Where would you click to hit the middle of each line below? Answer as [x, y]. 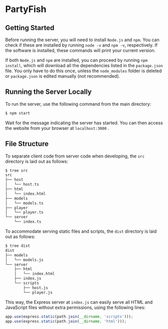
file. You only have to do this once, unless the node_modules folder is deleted [83, 71]
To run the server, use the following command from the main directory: [78, 104]
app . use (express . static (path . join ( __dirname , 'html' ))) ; [66, 321]
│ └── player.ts [24, 212]
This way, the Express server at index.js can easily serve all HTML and [79, 302]
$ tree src [17, 171]
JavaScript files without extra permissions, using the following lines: [75, 307]
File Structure [27, 144]
